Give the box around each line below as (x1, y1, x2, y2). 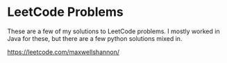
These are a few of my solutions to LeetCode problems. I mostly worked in (7, 27, 220, 35)
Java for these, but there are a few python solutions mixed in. (7, 34, 183, 42)
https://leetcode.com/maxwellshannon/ (7, 48, 120, 56)
